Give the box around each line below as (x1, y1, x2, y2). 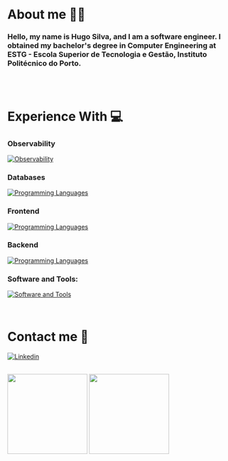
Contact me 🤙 (7, 329, 89, 345)
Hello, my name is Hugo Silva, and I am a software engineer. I (7, 32, 222, 42)
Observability (7, 139, 55, 148)
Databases (7, 172, 45, 182)
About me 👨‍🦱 (7, 6, 86, 23)
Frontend (7, 206, 40, 216)
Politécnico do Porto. (7, 58, 82, 68)
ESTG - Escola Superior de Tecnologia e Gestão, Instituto (7, 50, 207, 60)
